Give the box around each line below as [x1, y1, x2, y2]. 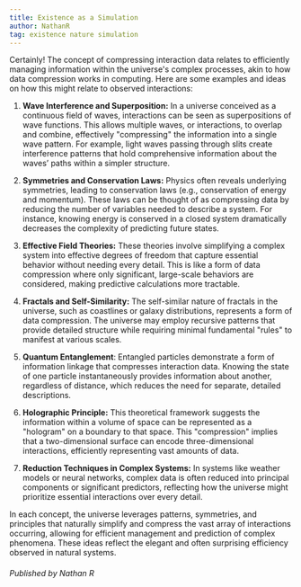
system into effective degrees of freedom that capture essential [22, 250, 259, 261]
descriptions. [22, 390, 72, 401]
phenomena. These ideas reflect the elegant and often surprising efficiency [9, 538, 289, 548]
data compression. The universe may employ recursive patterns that [22, 316, 276, 326]
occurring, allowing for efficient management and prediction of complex [9, 528, 276, 539]
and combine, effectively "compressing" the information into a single [22, 129, 277, 140]
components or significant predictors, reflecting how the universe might [22, 482, 289, 493]
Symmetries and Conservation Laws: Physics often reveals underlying [22, 175, 288, 186]
